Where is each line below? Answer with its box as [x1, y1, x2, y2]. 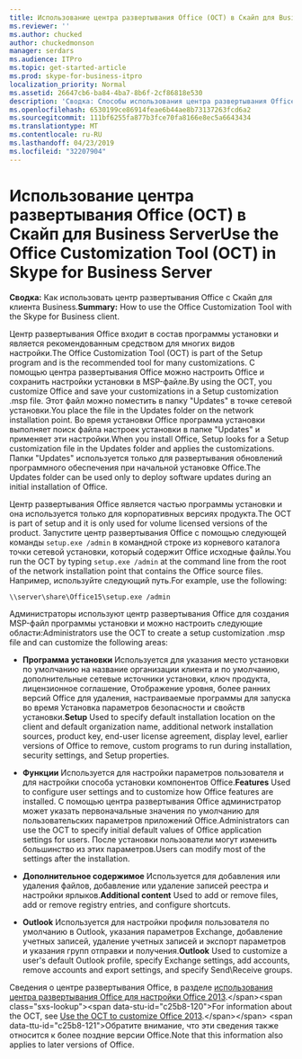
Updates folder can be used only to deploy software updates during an [9, 471, 271, 482]
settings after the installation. [22, 853, 130, 864]
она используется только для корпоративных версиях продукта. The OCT [9, 508, 292, 519]
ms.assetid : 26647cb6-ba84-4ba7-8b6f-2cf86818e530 [9, 88, 203, 97]
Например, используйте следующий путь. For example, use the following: [9, 574, 288, 585]
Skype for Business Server [9, 262, 213, 282]
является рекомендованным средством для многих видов [9, 338, 235, 349]
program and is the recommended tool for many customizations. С [9, 357, 255, 368]
